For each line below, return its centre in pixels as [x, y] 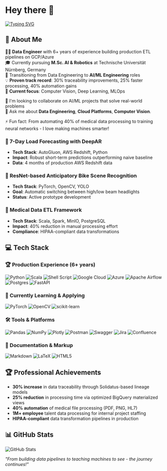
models [20, 392]
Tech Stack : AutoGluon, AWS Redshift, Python [60, 152]
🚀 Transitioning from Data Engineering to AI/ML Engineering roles [73, 75]
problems [15, 106]
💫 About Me [24, 40]
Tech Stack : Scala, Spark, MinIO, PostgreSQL [59, 221]
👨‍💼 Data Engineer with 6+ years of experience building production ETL [78, 51]
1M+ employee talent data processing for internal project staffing [79, 413]
